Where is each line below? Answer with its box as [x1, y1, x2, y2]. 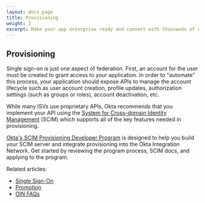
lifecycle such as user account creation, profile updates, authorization [6, 84, 182, 92]
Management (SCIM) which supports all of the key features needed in [6, 116, 182, 123]
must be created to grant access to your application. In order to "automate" [6, 72, 195, 79]
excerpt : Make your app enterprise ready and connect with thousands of [6, 26, 195, 32]
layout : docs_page [6, 9, 53, 15]
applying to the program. [6, 153, 69, 161]
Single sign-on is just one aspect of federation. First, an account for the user [6, 65, 198, 72]
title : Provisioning [6, 15, 59, 21]
